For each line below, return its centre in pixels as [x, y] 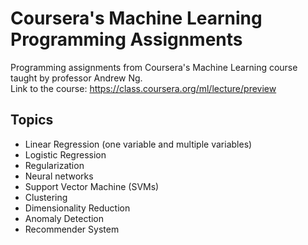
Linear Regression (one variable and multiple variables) [138, 144]
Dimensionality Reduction [77, 208]
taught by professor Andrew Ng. [76, 78]
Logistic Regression [65, 154]
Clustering [46, 197]
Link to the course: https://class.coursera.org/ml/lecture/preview [143, 88]
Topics [32, 120]
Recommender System [72, 229]
